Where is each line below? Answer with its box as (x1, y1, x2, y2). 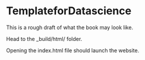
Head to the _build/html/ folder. (6, 35, 83, 42)
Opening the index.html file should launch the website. (6, 46, 140, 54)
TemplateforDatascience (6, 4, 132, 18)
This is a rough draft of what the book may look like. (6, 24, 134, 31)
